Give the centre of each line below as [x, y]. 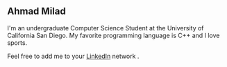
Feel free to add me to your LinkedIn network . [73, 56]
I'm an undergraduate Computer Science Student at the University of [106, 28]
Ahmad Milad [36, 11]
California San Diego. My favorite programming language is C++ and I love [113, 35]
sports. [17, 42]
